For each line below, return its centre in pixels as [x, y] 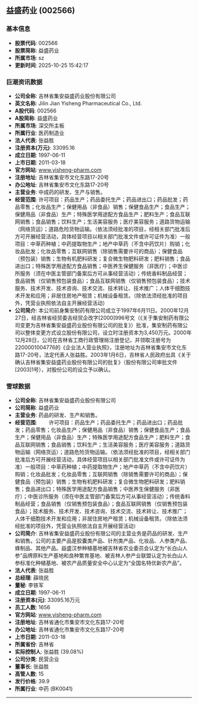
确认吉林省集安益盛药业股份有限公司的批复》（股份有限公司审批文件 [96, 362]
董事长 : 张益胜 [32, 667]
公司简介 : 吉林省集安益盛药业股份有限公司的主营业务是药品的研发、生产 [101, 534]
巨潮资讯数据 [24, 82]
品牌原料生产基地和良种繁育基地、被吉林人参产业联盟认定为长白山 [102, 556]
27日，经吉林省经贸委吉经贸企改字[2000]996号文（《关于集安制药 [94, 318]
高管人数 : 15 [29, 674]
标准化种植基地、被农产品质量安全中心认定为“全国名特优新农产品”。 [102, 563]
